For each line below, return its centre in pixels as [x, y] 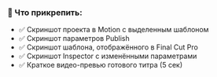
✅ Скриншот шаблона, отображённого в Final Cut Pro [108, 47]
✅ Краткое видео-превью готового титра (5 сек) [100, 65]
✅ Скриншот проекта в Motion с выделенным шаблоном [114, 30]
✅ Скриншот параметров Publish [74, 38]
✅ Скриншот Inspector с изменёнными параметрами [108, 56]
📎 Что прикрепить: [45, 13]
